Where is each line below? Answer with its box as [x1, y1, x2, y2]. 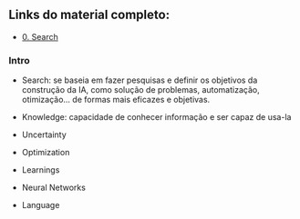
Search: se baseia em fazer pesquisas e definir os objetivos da [21, 75, 258, 85]
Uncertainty [21, 129, 67, 140]
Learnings [21, 164, 60, 175]
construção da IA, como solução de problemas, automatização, [21, 85, 261, 95]
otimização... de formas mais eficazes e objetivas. [21, 95, 211, 105]
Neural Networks [21, 182, 86, 194]
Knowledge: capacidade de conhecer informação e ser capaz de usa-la [21, 112, 292, 123]
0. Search [21, 31, 58, 42]
